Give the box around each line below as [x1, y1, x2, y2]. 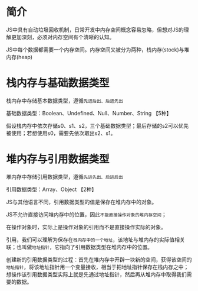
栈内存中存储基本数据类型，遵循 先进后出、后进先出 [6, 97, 124, 104]
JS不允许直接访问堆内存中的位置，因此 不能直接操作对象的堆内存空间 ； [6, 211, 167, 218]
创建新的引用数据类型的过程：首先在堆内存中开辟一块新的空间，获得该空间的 [6, 256, 192, 263]
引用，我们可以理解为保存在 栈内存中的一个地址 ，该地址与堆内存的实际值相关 [6, 236, 186, 243]
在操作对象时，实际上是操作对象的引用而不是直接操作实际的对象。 [6, 223, 166, 231]
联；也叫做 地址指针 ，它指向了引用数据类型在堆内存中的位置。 [6, 243, 153, 250]
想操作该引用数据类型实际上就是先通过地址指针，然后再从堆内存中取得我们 [6, 270, 187, 278]
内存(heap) [6, 53, 33, 60]
